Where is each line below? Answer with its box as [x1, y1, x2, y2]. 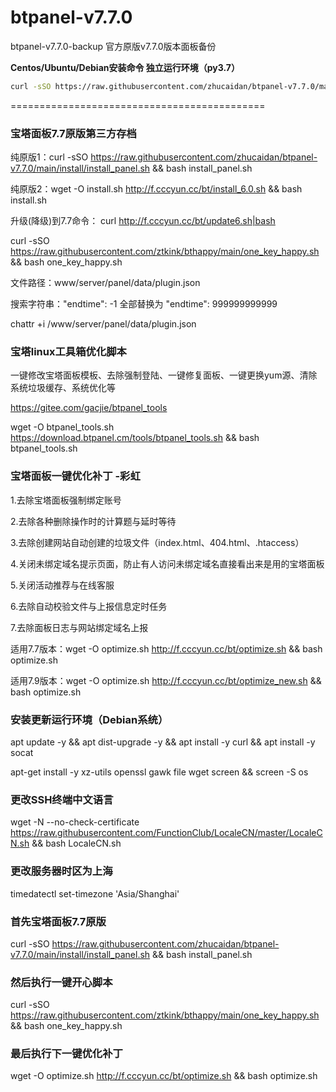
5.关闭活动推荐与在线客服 [10, 579, 115, 591]
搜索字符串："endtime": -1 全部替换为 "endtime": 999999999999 [10, 298, 278, 310]
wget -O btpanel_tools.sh [10, 421, 115, 433]
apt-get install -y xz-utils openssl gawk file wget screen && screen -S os [10, 766, 309, 778]
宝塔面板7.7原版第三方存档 [10, 126, 137, 140]
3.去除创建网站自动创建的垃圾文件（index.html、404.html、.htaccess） [10, 536, 305, 548]
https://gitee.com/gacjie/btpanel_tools [10, 402, 168, 414]
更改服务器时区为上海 [10, 864, 113, 878]
